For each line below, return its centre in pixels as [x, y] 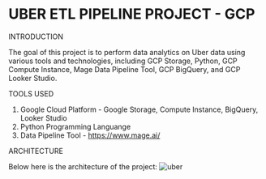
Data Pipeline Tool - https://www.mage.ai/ [90, 135]
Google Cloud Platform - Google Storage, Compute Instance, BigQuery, [139, 109]
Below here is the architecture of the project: [83, 166]
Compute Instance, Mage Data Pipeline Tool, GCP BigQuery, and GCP [124, 69]
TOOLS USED [31, 93]
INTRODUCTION [36, 36]
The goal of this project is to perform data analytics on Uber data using [127, 52]
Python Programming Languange [75, 126]
